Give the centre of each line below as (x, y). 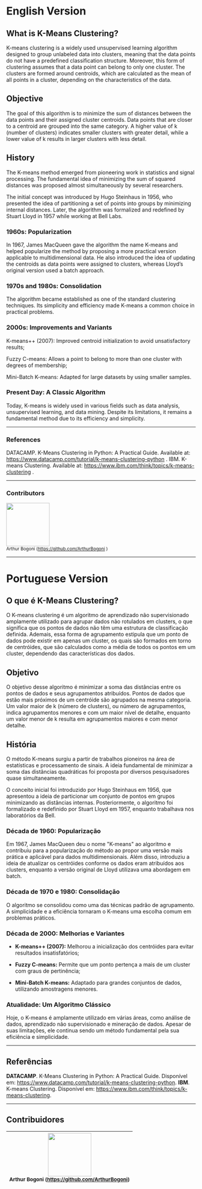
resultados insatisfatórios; (47, 953)
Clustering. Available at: (54, 466)
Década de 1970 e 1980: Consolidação (63, 892)
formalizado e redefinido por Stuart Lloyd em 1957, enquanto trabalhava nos (100, 809)
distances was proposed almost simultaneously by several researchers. (95, 185)
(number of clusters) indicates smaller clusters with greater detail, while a (97, 132)
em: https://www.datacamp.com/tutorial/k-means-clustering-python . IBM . (98, 1082)
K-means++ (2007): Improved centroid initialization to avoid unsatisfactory (98, 340)
